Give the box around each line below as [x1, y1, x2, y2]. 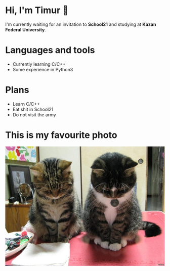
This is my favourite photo [5, 129, 117, 141]
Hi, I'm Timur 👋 [5, 5, 68, 16]
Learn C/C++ [12, 101, 40, 107]
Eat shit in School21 [12, 106, 54, 112]
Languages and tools [5, 44, 95, 56]
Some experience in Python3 [12, 66, 73, 72]
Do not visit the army [12, 111, 57, 118]
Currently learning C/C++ [12, 61, 66, 67]
